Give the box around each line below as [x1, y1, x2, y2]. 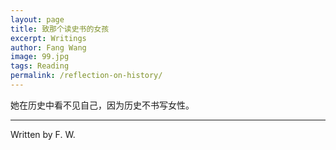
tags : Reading [10, 61, 70, 71]
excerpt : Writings [10, 33, 87, 43]
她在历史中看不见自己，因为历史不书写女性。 [10, 99, 195, 111]
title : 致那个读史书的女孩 [10, 24, 110, 34]
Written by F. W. [10, 128, 76, 140]
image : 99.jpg [10, 52, 70, 62]
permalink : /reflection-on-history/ [10, 71, 163, 81]
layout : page [10, 14, 65, 25]
